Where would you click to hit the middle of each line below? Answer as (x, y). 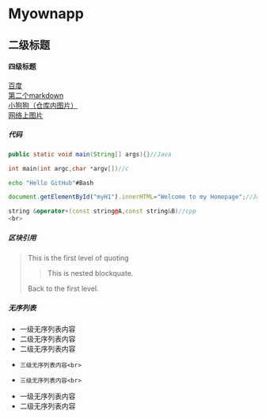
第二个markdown (36, 95)
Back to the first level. (63, 288)
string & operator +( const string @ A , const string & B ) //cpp (102, 211)
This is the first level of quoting (78, 258)
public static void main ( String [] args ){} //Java (90, 154)
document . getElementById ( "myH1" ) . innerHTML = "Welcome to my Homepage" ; (127, 197)
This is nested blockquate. (90, 273)
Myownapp (46, 14)
